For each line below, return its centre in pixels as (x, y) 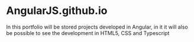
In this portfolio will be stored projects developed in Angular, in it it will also (97, 27)
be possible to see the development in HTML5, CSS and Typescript (88, 33)
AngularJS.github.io (57, 11)
